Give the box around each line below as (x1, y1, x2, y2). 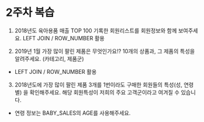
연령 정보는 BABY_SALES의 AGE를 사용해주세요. (14, 109, 131, 117)
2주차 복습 (5, 5, 55, 20)
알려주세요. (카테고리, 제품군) (14, 55, 84, 62)
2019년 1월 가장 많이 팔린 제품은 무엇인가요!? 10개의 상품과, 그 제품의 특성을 (14, 47, 195, 55)
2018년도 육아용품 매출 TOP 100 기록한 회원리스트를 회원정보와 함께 (14, 27, 177, 34)
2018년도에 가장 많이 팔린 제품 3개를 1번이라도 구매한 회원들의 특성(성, (14, 81, 183, 88)
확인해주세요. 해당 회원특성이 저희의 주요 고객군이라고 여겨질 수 (29, 88, 180, 96)
